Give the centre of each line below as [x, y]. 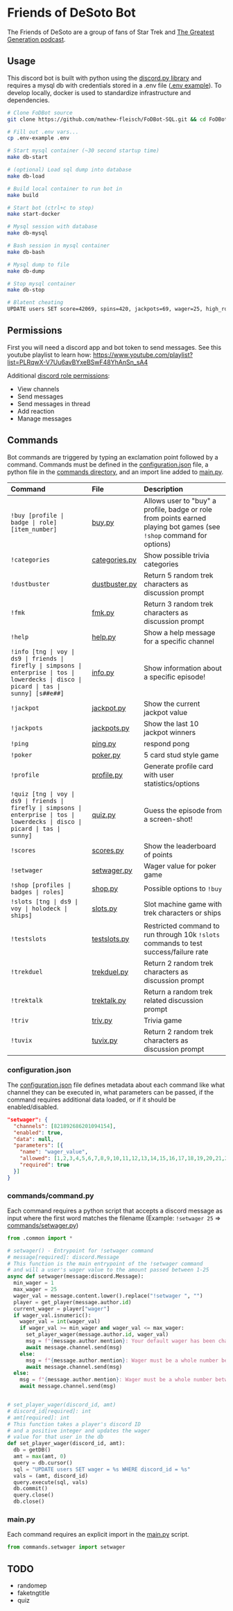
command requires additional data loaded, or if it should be [92, 1099]
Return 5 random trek [179, 575]
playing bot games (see [182, 527]
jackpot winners [170, 732]
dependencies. [28, 100]
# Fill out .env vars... [43, 132]
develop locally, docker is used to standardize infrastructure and [99, 92]
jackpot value [166, 712]
